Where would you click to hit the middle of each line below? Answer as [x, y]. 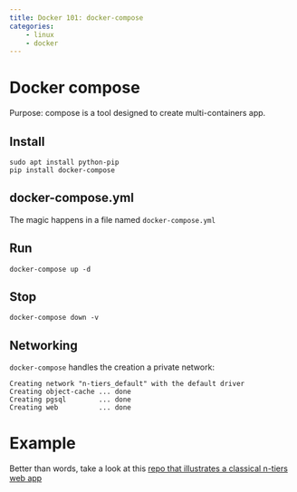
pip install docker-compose [62, 170]
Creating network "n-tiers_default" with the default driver [127, 384]
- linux [40, 34]
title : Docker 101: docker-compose [77, 18]
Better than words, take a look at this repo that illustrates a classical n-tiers [148, 468]
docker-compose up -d [50, 269]
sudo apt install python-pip [64, 162]
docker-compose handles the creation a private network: [112, 367]
